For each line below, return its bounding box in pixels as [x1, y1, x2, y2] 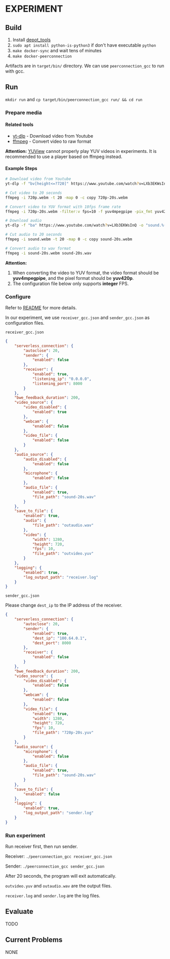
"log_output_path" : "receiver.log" [23, 574, 99, 580]
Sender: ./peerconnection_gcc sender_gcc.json [5, 863, 105, 869]
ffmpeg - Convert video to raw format [12, 138, 91, 144]
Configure [5, 293, 31, 300]
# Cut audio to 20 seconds [5, 232, 62, 237]
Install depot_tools [12, 37, 51, 43]
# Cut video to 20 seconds [5, 190, 62, 196]
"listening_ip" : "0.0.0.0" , [32, 376, 92, 381]
